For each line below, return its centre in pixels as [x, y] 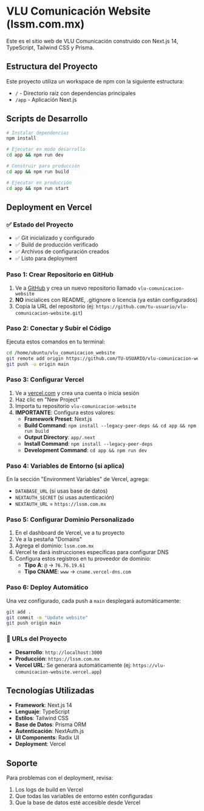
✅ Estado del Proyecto [40, 225]
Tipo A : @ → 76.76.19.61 [55, 565]
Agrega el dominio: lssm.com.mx [54, 546]
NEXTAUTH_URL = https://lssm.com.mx [60, 504]
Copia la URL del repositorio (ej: [55, 306]
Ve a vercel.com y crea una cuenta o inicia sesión [77, 393]
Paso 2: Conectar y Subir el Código [59, 328]
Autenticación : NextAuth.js [49, 731]
